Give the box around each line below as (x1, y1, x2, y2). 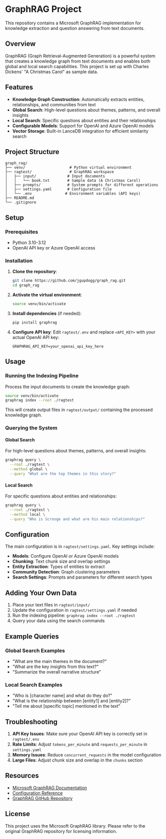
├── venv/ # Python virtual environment (5, 165, 132, 170)
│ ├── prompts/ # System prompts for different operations (5, 182, 159, 187)
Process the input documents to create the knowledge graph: (5, 384, 130, 390)
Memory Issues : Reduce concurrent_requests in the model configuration (12, 752, 162, 758)
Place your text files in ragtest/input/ (12, 602, 90, 608)
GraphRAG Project (5, 3, 82, 15)
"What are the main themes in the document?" (12, 658, 107, 664)
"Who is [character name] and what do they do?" (12, 692, 112, 699)
